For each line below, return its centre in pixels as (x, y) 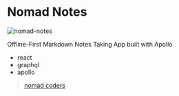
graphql (28, 64)
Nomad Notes (47, 12)
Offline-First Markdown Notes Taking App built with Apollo (90, 44)
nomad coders (44, 85)
